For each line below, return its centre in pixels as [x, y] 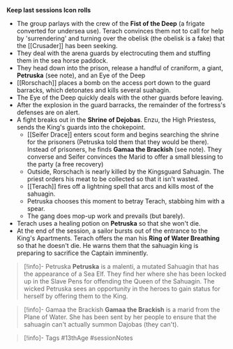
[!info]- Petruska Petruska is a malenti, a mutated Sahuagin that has [121, 266]
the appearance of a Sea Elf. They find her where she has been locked [125, 274]
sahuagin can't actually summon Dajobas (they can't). [101, 324]
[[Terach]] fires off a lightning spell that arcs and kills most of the [120, 186]
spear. [36, 209]
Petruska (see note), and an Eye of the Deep [81, 75]
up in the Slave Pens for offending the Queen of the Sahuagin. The [119, 281]
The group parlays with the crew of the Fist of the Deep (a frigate [111, 23]
